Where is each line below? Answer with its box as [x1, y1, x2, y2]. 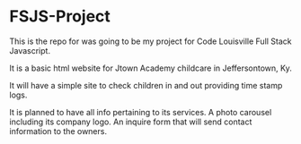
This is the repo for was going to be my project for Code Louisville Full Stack [9, 36, 292, 47]
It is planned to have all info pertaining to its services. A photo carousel [9, 106, 272, 117]
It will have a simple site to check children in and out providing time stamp [9, 80, 283, 90]
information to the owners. [9, 125, 108, 136]
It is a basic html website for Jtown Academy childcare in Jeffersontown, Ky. [9, 63, 292, 73]
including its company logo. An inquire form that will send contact [9, 116, 252, 127]
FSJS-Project [9, 6, 111, 27]
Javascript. [9, 45, 51, 55]
